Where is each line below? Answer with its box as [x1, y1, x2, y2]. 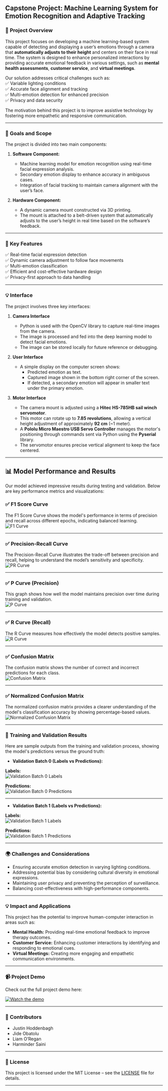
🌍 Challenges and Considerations [5, 851, 90, 858]
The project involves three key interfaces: [5, 303, 91, 309]
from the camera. [19, 328, 56, 334]
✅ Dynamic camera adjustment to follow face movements [5, 257, 124, 263]
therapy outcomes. [12, 935, 51, 941]
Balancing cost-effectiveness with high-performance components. [12, 885, 150, 891]
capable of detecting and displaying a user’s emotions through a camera [5, 44, 154, 50]
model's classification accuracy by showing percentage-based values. [5, 709, 151, 715]
